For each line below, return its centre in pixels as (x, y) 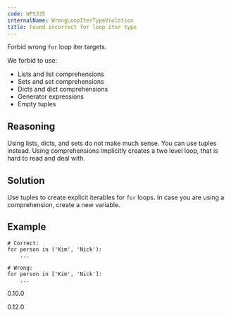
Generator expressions (51, 97)
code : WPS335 (26, 14)
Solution (26, 180)
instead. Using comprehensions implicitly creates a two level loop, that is (113, 151)
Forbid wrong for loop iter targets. (57, 47)
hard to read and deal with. (46, 158)
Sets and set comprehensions (61, 82)
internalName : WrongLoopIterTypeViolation (70, 20)
